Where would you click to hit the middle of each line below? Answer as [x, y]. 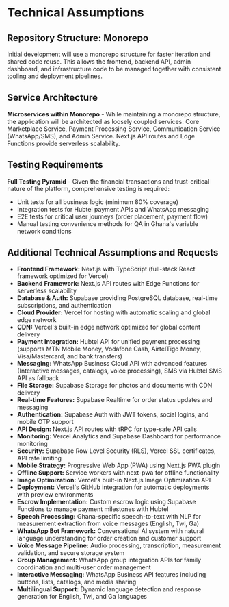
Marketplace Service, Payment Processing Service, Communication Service [114, 129]
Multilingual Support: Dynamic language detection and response [109, 589]
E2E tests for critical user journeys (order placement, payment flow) [112, 216]
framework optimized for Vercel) [63, 276]
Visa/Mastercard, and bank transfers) [70, 356]
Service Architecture [52, 98]
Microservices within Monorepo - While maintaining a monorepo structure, [114, 114]
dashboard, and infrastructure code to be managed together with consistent [114, 69]
